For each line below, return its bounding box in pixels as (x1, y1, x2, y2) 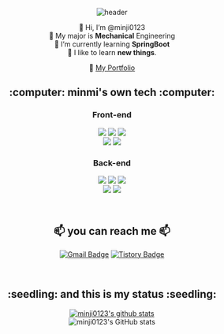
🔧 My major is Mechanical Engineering (49, 32, 175, 40)
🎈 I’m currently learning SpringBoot (54, 39, 170, 49)
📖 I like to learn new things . (67, 48, 157, 57)
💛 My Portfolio (88, 63, 136, 72)
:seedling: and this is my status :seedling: (7, 288, 217, 301)
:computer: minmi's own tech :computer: (9, 86, 215, 99)
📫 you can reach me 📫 (53, 225, 171, 238)
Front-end (92, 109, 132, 121)
